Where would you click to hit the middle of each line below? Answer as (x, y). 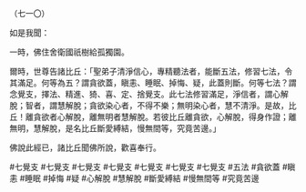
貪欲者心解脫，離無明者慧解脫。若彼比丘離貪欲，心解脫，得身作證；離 (165, 117)
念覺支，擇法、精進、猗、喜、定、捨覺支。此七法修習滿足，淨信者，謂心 (145, 94)
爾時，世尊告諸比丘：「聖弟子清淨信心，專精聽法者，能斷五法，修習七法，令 (151, 71)
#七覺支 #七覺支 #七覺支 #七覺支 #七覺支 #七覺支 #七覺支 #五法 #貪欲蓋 (145, 167)
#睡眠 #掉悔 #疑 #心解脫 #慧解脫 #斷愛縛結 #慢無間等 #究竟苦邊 (139, 178)
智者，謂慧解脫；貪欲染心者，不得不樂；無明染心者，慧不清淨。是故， (157, 106)
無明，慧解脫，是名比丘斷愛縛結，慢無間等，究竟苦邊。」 (115, 128)
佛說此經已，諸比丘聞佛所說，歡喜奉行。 (85, 147)
